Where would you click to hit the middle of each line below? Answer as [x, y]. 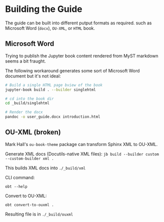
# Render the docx [24, 112]
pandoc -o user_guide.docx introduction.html [53, 117]
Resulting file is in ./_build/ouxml [39, 214]
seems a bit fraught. [25, 61]
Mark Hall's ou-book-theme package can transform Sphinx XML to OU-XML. [82, 144]
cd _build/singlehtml [27, 103]
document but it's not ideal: [33, 76]
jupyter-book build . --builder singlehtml [51, 90]
